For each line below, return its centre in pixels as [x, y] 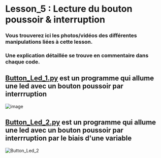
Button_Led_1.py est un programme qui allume [79, 78]
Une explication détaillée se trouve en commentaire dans [77, 55]
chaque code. [23, 62]
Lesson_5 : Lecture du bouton [69, 9]
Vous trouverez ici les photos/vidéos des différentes [71, 36]
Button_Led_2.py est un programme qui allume [81, 122]
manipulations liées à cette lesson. [49, 42]
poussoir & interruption [55, 20]
